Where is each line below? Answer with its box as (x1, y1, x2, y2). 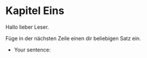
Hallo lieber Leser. (5, 23, 49, 30)
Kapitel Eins (5, 4, 65, 18)
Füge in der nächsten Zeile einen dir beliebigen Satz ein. (5, 35, 141, 42)
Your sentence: (13, 46, 51, 53)
